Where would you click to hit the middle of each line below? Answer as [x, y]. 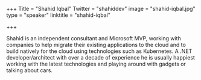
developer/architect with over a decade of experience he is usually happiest [101, 57]
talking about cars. [30, 70]
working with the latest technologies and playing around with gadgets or [96, 64]
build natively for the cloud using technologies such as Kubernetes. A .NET [99, 51]
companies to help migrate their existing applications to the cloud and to [96, 45]
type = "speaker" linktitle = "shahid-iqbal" [58, 15]
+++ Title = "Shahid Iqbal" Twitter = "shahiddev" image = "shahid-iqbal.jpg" [101, 9]
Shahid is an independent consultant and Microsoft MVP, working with [94, 38]
